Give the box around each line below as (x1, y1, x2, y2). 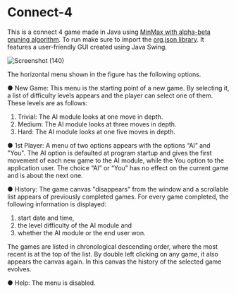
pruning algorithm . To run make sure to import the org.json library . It (7, 35, 204, 43)
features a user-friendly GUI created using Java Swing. (7, 42, 168, 51)
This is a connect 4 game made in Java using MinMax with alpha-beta (7, 28, 211, 36)
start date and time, (17, 213, 75, 222)
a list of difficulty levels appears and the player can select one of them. (7, 91, 213, 100)
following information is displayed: (7, 199, 107, 208)
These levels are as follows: (7, 98, 88, 107)
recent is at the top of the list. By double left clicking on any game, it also (7, 249, 218, 258)
